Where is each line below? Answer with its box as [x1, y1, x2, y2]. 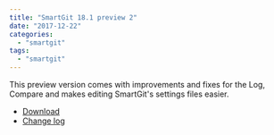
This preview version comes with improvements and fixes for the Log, [9, 80, 266, 89]
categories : [9, 30, 54, 38]
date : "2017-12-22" [9, 21, 82, 30]
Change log [21, 115, 65, 126]
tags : [9, 46, 29, 55]
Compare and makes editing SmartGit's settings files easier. [9, 89, 229, 99]
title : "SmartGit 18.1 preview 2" [9, 13, 138, 22]
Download [21, 106, 61, 116]
